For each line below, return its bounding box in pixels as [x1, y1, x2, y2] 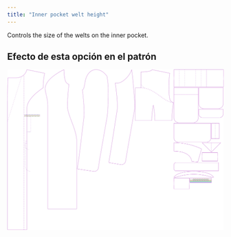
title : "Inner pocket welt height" [7, 11, 109, 18]
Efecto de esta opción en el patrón [7, 51, 157, 63]
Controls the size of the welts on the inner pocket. [7, 31, 149, 39]
